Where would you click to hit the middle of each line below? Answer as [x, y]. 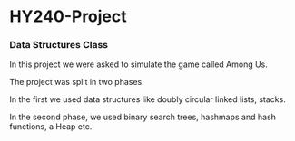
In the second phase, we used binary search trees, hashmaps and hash [143, 117]
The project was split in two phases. [77, 82]
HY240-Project [68, 17]
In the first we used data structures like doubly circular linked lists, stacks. [147, 99]
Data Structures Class [59, 45]
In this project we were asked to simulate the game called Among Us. [138, 64]
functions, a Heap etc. [51, 127]
